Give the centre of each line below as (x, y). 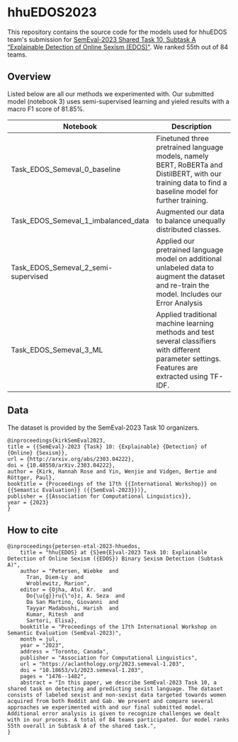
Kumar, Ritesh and (55, 615)
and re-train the (182, 285)
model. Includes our (189, 294)
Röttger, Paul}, (31, 478)
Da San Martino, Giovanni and (72, 603)
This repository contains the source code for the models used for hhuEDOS (117, 32)
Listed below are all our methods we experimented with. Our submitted (111, 93)
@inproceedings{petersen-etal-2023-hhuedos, (74, 547)
